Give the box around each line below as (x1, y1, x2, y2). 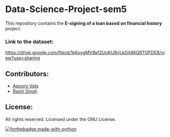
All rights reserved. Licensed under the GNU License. (5, 116, 116, 122)
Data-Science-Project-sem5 (5, 4, 127, 15)
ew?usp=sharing (5, 55, 40, 61)
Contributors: (5, 70, 49, 78)
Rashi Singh (12, 88, 38, 94)
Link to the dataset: (5, 38, 54, 45)
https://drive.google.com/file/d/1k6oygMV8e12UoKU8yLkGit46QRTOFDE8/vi (5, 49, 165, 56)
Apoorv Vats (12, 83, 39, 89)
